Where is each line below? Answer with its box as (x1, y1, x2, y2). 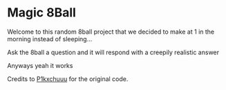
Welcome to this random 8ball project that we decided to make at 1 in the (7, 27, 215, 36)
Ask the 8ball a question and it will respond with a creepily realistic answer (7, 48, 220, 56)
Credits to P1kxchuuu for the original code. (7, 74, 129, 83)
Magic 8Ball (7, 5, 76, 21)
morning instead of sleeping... (7, 34, 93, 43)
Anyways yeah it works (7, 61, 73, 69)
